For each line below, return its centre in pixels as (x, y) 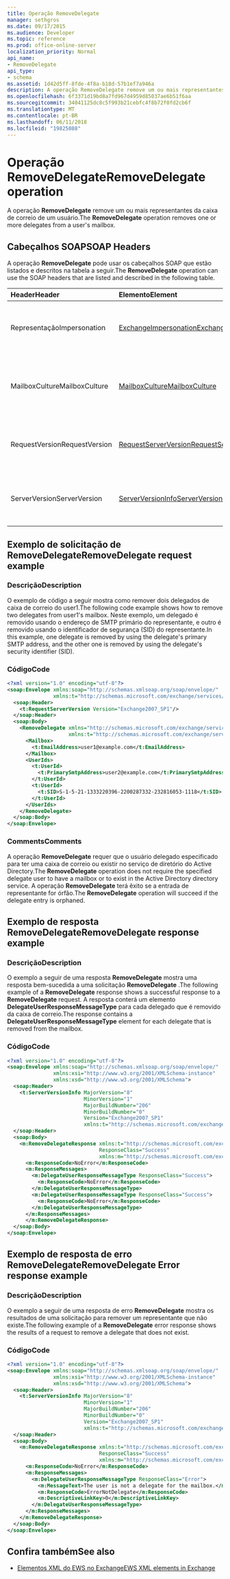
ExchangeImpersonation (158, 328)
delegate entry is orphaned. (46, 900)
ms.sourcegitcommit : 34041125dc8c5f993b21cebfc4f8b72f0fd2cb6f (99, 103)
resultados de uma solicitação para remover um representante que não (107, 1317)
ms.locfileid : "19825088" (44, 128)
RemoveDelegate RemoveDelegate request (100, 555)
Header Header (35, 295)
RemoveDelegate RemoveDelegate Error (93, 1265)
